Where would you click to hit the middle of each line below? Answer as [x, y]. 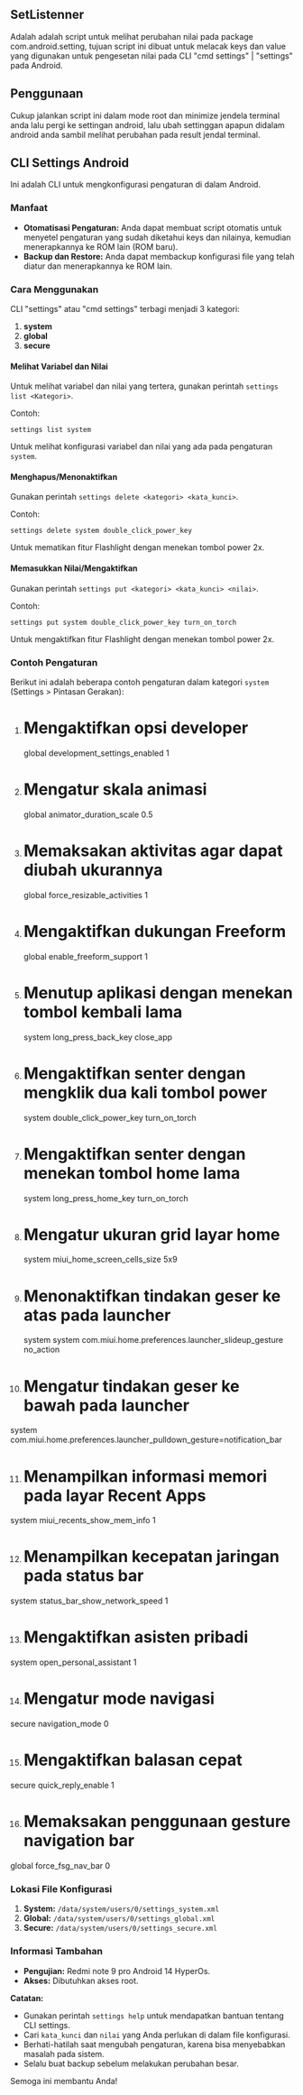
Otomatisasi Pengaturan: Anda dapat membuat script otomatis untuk [152, 227]
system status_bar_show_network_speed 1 [89, 1601]
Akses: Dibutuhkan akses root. [81, 1980]
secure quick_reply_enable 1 [63, 1785]
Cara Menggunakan [55, 289]
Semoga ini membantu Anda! [64, 2081]
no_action [41, 1350]
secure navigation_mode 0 [60, 1724]
